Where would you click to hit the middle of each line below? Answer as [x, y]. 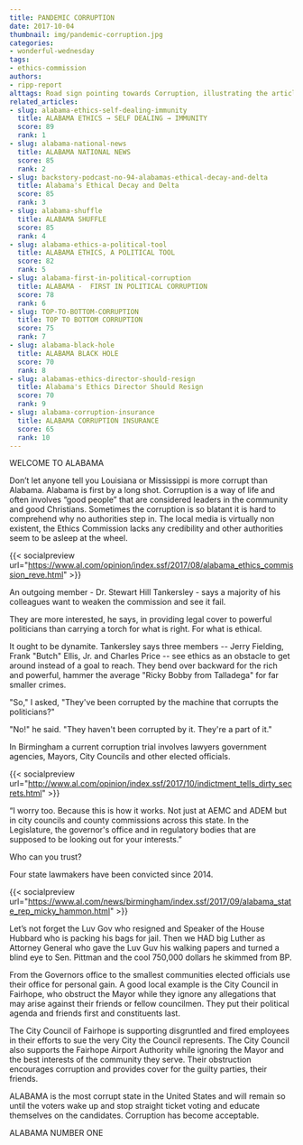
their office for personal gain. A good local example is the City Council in [144, 984]
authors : [26, 77]
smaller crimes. [38, 685]
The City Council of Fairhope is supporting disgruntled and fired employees [150, 1031]
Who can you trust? [46, 857]
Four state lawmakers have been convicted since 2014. [111, 875]
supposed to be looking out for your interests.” [96, 840]
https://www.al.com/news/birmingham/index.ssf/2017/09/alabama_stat [159, 902]
